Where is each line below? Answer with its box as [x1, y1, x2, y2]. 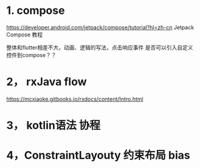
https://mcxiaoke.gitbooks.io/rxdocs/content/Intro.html [6, 95, 144, 102]
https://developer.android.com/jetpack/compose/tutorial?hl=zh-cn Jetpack [6, 24, 195, 31]
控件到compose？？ [6, 51, 57, 58]
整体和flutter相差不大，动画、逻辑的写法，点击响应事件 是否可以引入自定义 [6, 44, 193, 51]
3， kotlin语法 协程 [6, 119, 101, 132]
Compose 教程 [6, 31, 43, 38]
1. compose [6, 4, 65, 18]
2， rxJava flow [6, 75, 87, 89]
